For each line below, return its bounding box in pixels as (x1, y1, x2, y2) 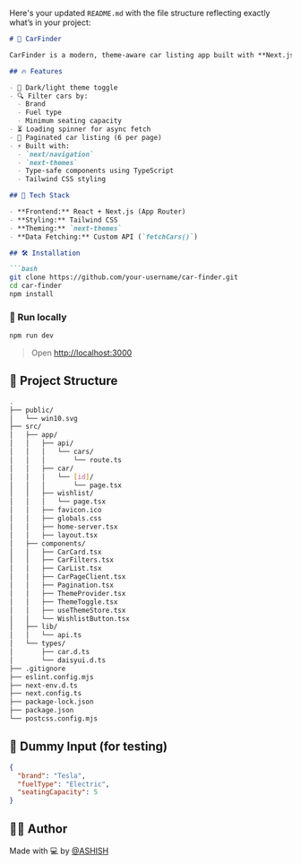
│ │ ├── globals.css (9, 514, 102, 523)
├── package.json (9, 706, 74, 715)
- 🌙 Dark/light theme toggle (9, 83, 118, 92)
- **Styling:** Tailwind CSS (9, 215, 118, 224)
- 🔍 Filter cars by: (9, 92, 89, 100)
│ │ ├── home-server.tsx (9, 522, 118, 531)
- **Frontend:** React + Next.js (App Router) (9, 207, 186, 216)
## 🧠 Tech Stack (9, 191, 70, 200)
